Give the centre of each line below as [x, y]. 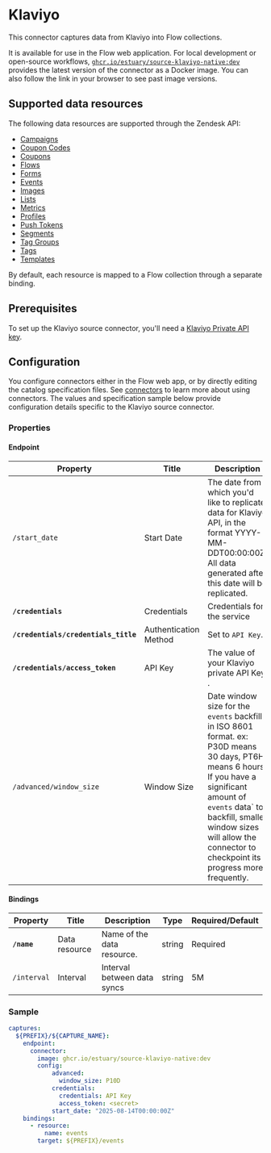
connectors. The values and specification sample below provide [115, 399]
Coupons [35, 156]
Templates [37, 259]
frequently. [228, 877]
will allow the [232, 837]
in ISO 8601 [231, 726]
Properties [29, 428]
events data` [231, 807]
